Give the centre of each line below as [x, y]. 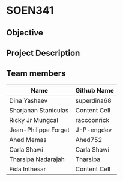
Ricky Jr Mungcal [34, 120]
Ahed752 [89, 140]
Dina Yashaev [28, 100]
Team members [36, 74]
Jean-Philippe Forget [40, 130]
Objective [25, 33]
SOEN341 [30, 11]
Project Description [43, 53]
